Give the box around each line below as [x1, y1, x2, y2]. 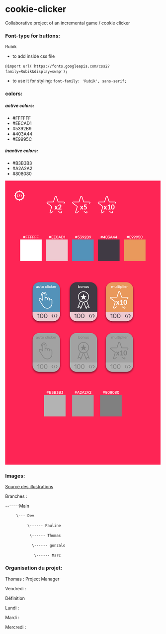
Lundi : [5, 605, 19, 611]
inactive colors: [5, 148, 38, 154]
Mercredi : [5, 624, 26, 630]
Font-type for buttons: [5, 32, 61, 39]
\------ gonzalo [31, 543, 66, 548]
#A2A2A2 [12, 166, 33, 172]
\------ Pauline [27, 523, 61, 528]
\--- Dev [16, 513, 35, 518]
